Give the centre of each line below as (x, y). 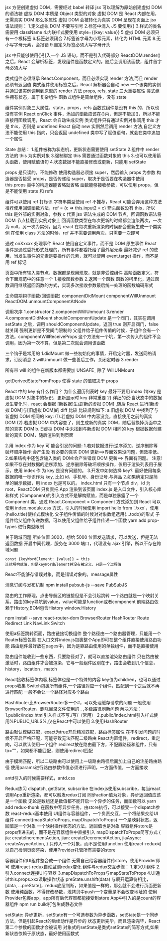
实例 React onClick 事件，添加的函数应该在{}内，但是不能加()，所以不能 (87, 114)
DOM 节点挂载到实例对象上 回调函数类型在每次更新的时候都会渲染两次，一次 (83, 220)
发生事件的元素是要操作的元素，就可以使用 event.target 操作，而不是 (88, 256)
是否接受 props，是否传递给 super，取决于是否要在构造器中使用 (79, 179)
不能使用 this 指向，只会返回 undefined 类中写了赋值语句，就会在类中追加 (85, 133)
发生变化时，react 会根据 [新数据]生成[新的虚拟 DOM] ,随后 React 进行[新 (80, 404)
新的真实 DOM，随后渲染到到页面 (39, 435)
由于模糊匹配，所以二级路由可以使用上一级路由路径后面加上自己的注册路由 (81, 761)
